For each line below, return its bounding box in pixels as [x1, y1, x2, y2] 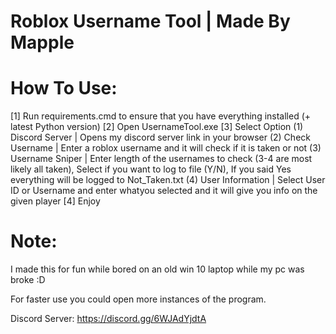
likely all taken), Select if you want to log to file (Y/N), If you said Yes [10, 163, 292, 175]
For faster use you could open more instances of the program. [10, 293, 267, 305]
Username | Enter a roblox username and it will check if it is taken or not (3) [10, 142, 322, 154]
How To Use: [10, 77, 118, 100]
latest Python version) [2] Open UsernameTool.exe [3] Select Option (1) [10, 121, 304, 133]
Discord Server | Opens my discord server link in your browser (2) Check [10, 131, 311, 144]
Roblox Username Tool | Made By [10, 10, 291, 33]
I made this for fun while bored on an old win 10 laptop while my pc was [10, 263, 305, 275]
